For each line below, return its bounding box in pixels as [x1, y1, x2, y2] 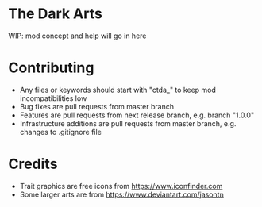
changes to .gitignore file [19, 127, 102, 136]
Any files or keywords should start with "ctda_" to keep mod [19, 85, 217, 94]
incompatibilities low [19, 93, 87, 103]
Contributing [8, 59, 94, 77]
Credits [8, 155, 58, 173]
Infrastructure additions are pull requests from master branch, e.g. [19, 118, 237, 128]
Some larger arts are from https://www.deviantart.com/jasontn [19, 190, 224, 199]
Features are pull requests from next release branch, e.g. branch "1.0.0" [19, 110, 255, 120]
